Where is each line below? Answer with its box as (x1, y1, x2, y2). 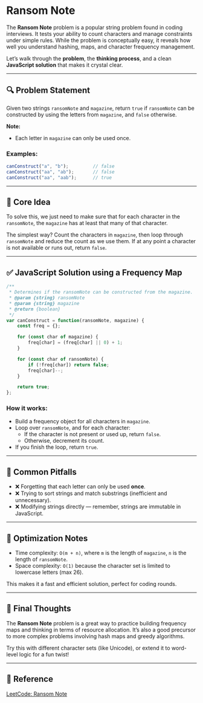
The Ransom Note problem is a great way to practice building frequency (6, 619, 187, 627)
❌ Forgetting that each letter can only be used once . (14, 483, 146, 490)
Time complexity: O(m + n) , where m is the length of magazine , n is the (14, 550, 187, 557)
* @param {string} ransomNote (8, 295, 85, 301)
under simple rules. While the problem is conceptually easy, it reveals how (6, 36, 191, 44)
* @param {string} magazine (8, 300, 80, 306)
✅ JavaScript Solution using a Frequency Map (6, 267, 182, 278)
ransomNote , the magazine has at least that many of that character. (6, 220, 168, 227)
